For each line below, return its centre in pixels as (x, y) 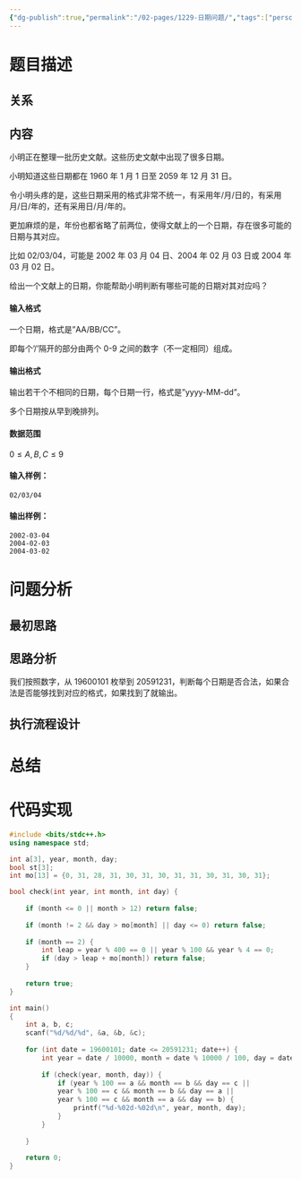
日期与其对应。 (37, 237)
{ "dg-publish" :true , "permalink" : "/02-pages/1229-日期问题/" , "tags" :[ (139, 17)
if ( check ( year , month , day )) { (102, 1075)
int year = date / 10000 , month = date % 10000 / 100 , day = (158, 1058)
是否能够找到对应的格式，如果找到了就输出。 (99, 693)
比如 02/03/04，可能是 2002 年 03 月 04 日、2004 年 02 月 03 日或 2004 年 (150, 255)
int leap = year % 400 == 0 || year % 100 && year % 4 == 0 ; (158, 951)
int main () (30, 1008)
